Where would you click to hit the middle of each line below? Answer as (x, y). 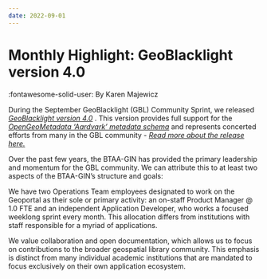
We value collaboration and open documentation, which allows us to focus (130, 241)
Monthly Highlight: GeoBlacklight (121, 55)
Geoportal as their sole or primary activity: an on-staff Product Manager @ (131, 199)
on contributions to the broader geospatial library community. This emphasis (134, 249)
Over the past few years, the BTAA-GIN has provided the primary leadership (133, 159)
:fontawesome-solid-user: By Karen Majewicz (83, 94)
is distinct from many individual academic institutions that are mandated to (130, 257)
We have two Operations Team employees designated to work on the (122, 191)
